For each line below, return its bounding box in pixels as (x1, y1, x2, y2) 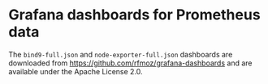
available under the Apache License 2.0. (8, 66, 144, 76)
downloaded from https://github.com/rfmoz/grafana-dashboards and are (8, 58, 253, 68)
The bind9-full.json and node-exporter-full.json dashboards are (8, 49, 233, 59)
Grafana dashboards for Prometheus (8, 6, 262, 24)
